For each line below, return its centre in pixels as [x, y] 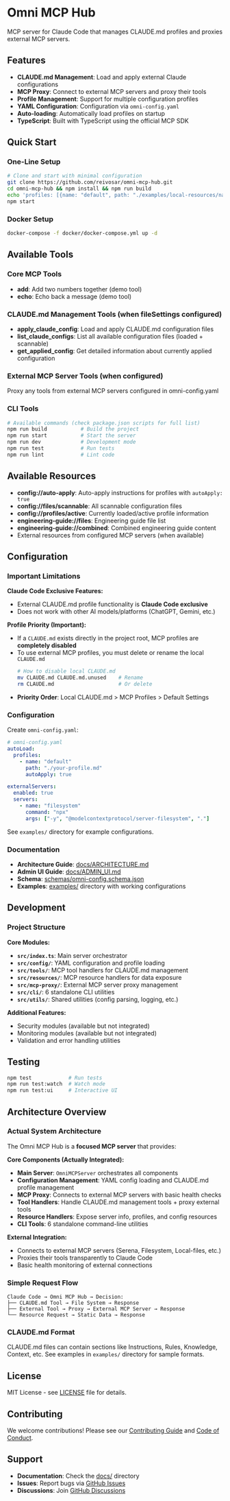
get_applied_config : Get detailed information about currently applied [114, 350]
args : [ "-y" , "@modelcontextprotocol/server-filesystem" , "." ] [117, 818]
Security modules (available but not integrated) [84, 1026]
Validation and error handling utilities [69, 1040]
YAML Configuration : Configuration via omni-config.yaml [98, 106]
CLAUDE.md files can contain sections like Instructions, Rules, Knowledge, [112, 1347]
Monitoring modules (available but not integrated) [87, 1033]
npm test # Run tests [55, 1078]
